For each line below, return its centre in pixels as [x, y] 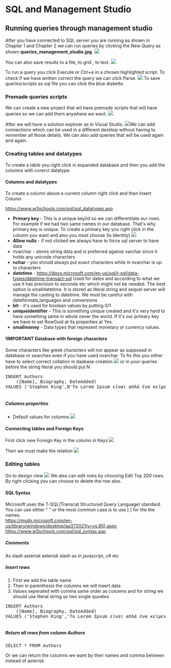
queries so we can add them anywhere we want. [56, 114]
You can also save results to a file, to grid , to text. [58, 62]
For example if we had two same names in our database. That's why [84, 224]
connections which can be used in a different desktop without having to [80, 130]
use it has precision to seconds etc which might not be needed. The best [89, 284]
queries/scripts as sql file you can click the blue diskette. [65, 83]
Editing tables [23, 464]
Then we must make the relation [39, 451]
